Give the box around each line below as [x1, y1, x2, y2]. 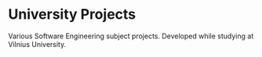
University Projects [8, 5, 136, 23]
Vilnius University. [8, 39, 67, 48]
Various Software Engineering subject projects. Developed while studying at [8, 31, 254, 41]
